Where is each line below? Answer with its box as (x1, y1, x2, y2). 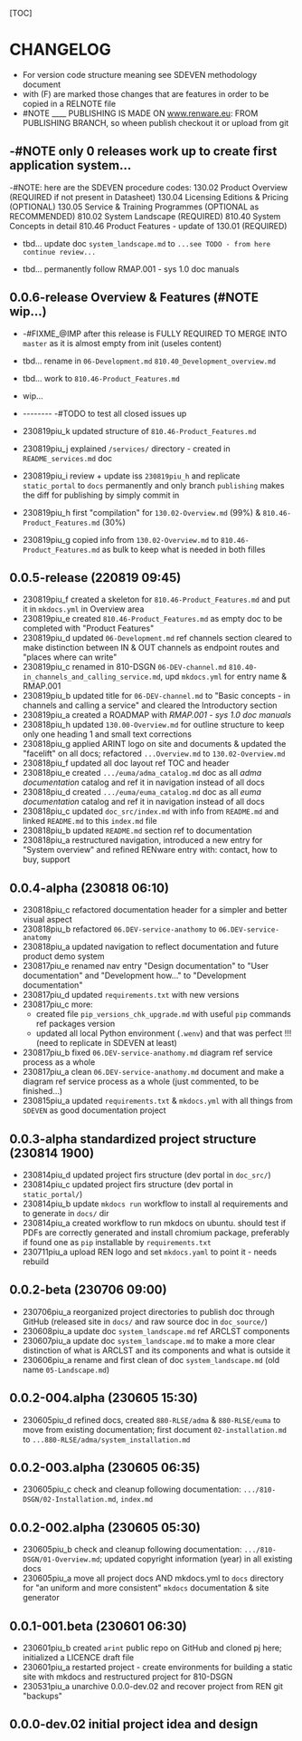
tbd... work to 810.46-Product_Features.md (22, 372, 181, 383)
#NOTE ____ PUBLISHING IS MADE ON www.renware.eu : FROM (22, 108, 259, 119)
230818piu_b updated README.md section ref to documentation (22, 825, 253, 837)
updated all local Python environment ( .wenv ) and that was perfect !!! (35, 1028, 292, 1039)
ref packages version (35, 1019, 116, 1030)
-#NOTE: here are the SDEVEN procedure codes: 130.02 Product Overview (9, 181, 288, 193)
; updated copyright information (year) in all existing (99, 1553, 293, 1564)
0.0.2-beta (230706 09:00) (9, 1282, 167, 1298)
